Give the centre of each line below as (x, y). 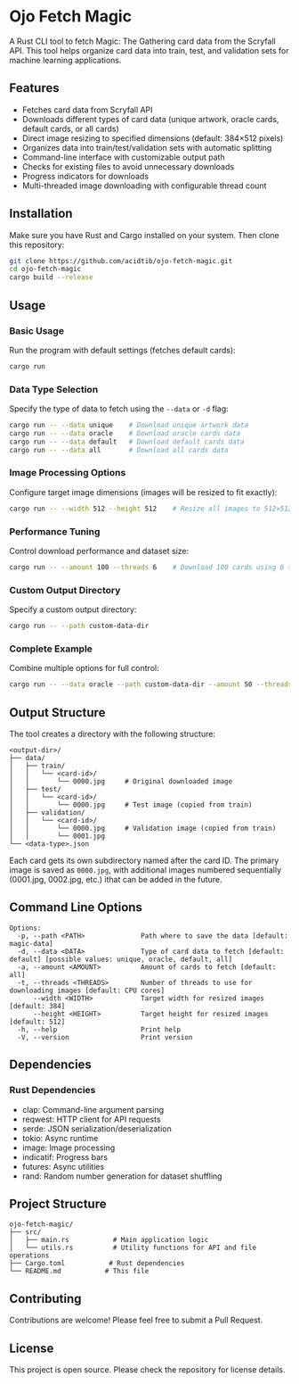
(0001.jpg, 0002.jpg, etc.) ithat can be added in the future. (116, 880)
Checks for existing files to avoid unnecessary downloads (128, 166)
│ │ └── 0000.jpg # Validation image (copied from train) (143, 829)
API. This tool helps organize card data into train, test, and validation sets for (149, 50)
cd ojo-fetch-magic (45, 269)
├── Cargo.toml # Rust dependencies (97, 1264)
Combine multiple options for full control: (84, 668)
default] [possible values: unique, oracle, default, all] (121, 959)
